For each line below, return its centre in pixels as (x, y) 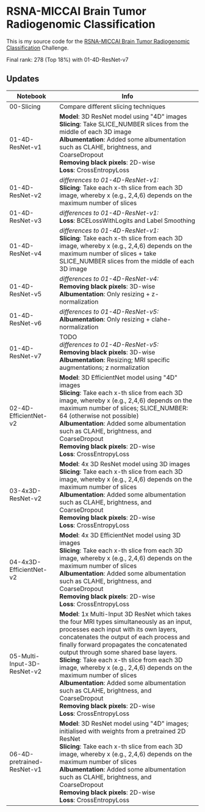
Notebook (31, 96)
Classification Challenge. (38, 48)
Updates (23, 79)
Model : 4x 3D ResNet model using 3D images (125, 464)
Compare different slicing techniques (113, 107)
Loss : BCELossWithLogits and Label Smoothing (127, 220)
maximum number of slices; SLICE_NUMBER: (124, 408)
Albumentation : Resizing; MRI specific (115, 359)
